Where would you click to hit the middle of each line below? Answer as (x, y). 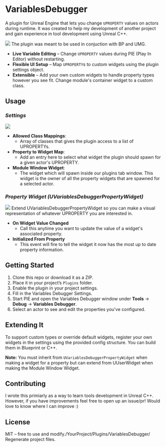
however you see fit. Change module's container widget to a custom (83, 80)
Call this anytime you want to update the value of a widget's (81, 228)
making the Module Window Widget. (43, 368)
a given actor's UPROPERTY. (49, 162)
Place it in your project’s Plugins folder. (53, 282)
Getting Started (30, 265)
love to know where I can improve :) (42, 406)
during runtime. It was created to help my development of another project (81, 28)
